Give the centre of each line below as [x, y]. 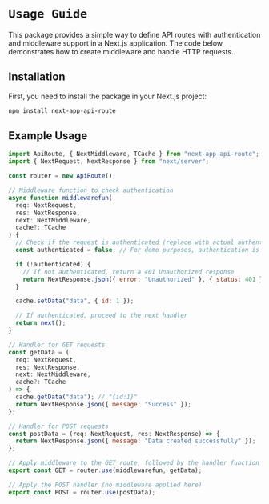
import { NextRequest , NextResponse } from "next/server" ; [109, 162]
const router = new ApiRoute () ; [62, 176]
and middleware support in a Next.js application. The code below [116, 43]
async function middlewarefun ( [60, 198]
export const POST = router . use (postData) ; [82, 492]
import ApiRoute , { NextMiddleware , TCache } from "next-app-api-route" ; [134, 154]
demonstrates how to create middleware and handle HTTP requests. [121, 51]
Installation [37, 77]
